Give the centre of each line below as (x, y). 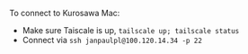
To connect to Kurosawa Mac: (65, 13)
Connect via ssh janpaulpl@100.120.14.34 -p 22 (112, 40)
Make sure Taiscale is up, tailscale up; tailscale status (131, 30)
